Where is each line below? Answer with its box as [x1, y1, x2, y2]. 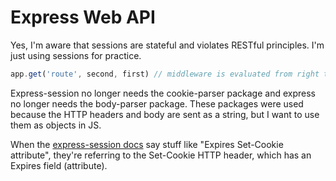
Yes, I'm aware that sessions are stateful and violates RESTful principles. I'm [10, 39, 325, 51]
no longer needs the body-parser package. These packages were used [10, 97, 304, 110]
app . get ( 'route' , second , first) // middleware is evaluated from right [10, 69, 320, 79]
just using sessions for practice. [10, 49, 142, 61]
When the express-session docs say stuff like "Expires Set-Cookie [10, 138, 284, 150]
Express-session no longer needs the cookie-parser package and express [10, 87, 316, 99]
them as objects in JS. [10, 119, 102, 131]
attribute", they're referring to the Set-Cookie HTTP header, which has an [10, 149, 312, 161]
